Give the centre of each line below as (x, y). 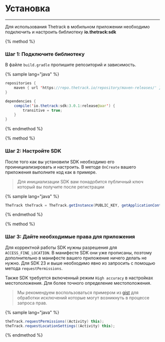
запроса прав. (32, 303)
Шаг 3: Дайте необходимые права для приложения (70, 237)
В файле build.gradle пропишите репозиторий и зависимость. (71, 65)
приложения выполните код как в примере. (51, 172)
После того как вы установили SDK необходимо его (60, 162)
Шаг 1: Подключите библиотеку (45, 54)
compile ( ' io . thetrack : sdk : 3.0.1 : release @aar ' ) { (65, 106)
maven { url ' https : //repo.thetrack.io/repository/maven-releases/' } (88, 88)
